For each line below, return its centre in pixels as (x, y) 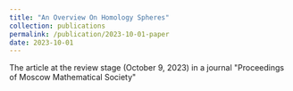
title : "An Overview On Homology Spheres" (89, 17)
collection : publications (57, 26)
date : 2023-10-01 (42, 42)
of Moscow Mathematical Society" (73, 78)
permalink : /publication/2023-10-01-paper (89, 34)
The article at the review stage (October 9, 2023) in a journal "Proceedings (146, 68)
